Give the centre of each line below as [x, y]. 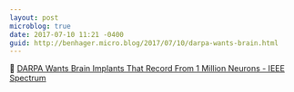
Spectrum [28, 78]
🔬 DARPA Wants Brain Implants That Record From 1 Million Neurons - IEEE [147, 69]
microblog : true [40, 26]
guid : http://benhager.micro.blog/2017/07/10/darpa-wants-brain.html [144, 43]
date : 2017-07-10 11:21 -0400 [67, 34]
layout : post [34, 18]
